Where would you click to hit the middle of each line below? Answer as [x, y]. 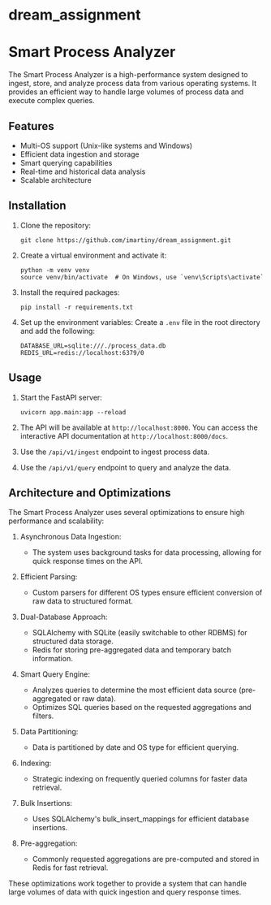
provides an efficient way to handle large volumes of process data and [126, 92]
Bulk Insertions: [46, 803]
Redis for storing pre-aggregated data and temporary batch [132, 650]
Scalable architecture [56, 180]
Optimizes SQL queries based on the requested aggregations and [142, 708]
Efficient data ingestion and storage [80, 154]
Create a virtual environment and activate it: [93, 255]
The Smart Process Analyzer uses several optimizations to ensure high [127, 513]
